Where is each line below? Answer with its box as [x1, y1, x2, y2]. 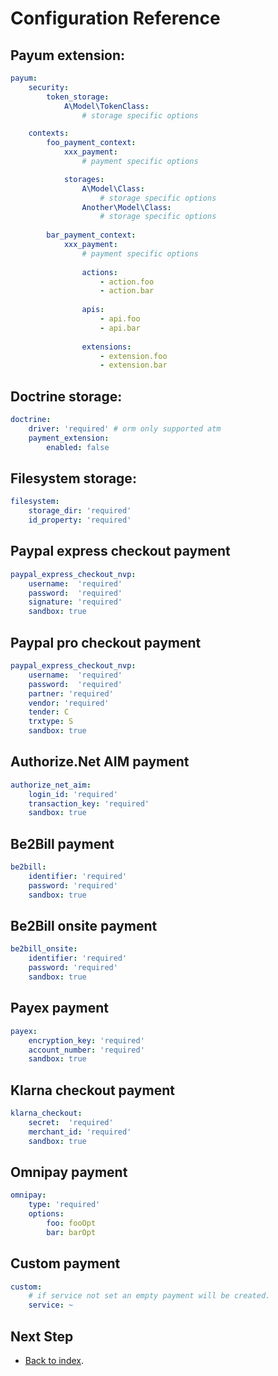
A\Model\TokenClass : [63, 101, 150, 111]
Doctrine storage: [10, 388, 123, 405]
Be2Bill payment [10, 835, 115, 852]
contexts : [28, 128, 70, 139]
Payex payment [10, 1000, 110, 1017]
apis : [81, 305, 105, 315]
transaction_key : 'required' [28, 798, 150, 809]
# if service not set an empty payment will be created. [28, 1291, 271, 1301]
